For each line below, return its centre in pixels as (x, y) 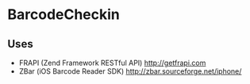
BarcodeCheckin (64, 15)
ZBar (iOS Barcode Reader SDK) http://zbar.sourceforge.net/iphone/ (130, 71)
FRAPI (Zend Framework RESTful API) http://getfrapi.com (112, 63)
